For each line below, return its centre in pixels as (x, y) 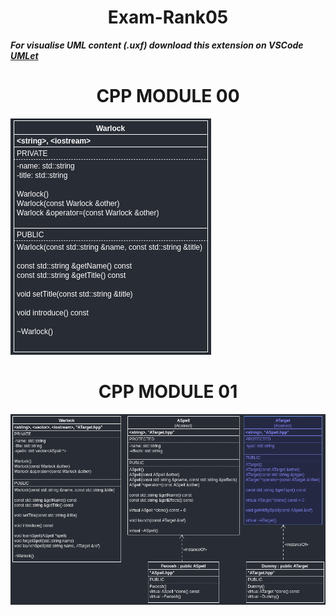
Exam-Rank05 (168, 17)
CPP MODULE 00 (168, 96)
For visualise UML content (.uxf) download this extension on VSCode (157, 45)
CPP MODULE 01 (168, 392)
